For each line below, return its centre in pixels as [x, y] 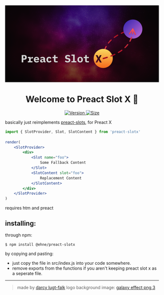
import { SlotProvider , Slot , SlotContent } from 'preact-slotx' [73, 132]
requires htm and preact [29, 208]
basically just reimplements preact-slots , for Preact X [59, 122]
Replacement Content [61, 178]
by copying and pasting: [29, 254]
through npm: [19, 235]
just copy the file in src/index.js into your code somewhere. [72, 263]
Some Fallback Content [63, 163]
